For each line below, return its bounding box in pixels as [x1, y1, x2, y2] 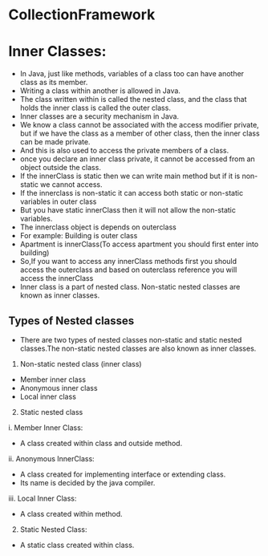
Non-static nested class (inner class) [19, 359, 142, 368]
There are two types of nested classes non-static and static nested [19, 335, 242, 344]
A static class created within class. [19, 540, 135, 550]
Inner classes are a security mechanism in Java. [19, 112, 179, 121]
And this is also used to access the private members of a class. [19, 146, 229, 156]
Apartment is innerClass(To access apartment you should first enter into [19, 239, 259, 250]
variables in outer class [19, 197, 97, 206]
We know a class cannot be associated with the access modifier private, [19, 120, 259, 130]
